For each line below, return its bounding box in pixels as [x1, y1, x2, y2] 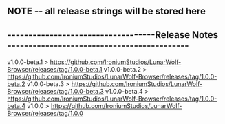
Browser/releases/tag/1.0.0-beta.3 [7, 87, 105, 96]
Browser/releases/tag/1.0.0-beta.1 [7, 65, 103, 74]
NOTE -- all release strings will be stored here [7, 6, 206, 17]
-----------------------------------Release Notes [7, 29, 219, 41]
